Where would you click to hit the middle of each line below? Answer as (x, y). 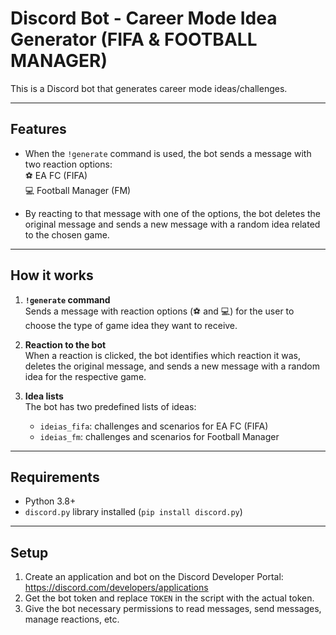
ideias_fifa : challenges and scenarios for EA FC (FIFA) (154, 426)
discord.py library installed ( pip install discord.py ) (133, 512)
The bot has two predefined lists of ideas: (110, 406)
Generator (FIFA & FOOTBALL (134, 39)
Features (38, 129)
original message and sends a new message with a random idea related (172, 224)
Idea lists (44, 396)
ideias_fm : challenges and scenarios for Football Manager (159, 436)
